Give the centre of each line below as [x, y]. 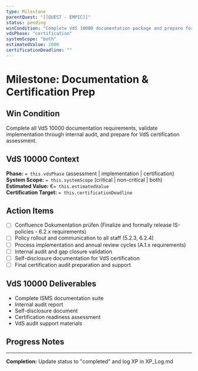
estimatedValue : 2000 [33, 45]
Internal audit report [39, 304]
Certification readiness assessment [57, 317]
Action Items [30, 211]
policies [24, 232]
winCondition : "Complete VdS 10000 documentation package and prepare [95, 28]
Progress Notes [35, 342]
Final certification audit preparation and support [73, 264]
